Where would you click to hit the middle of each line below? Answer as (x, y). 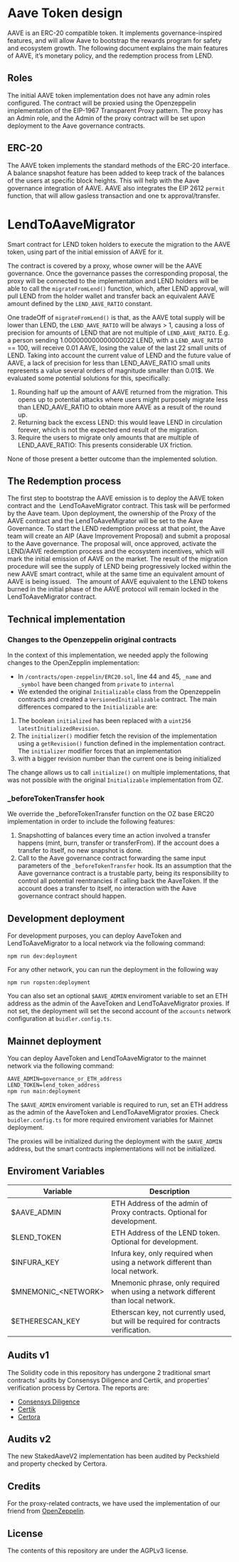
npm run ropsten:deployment (49, 983)
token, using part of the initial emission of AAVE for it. (85, 252)
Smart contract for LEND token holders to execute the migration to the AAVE (119, 244)
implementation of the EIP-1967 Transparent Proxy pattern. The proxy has (115, 110)
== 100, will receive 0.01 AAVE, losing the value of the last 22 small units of (117, 348)
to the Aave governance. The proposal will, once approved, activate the (112, 544)
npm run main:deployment (44, 1091)
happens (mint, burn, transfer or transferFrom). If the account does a (118, 843)
